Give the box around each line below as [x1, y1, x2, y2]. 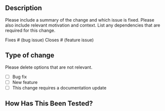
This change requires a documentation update [12, 84, 107, 90]
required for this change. [5, 27, 56, 33]
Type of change [5, 51, 54, 59]
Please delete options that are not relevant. [5, 64, 93, 70]
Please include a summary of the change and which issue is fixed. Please [5, 17, 155, 23]
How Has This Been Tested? [5, 99, 93, 108]
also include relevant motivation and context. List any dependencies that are [5, 22, 161, 28]
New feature [12, 79, 38, 85]
